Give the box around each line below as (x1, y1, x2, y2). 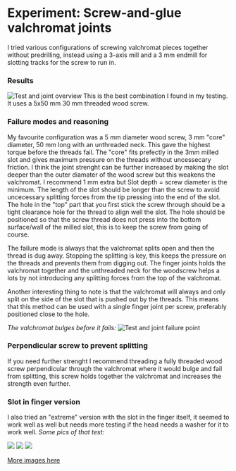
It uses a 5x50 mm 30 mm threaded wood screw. (7, 99, 149, 108)
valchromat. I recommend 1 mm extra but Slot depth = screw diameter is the (7, 177, 228, 186)
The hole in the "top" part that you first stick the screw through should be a (7, 200, 225, 208)
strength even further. (7, 379, 71, 388)
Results (7, 75, 34, 85)
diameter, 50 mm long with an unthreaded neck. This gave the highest (7, 140, 211, 149)
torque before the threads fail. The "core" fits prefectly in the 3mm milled (7, 148, 219, 156)
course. (7, 230, 30, 239)
